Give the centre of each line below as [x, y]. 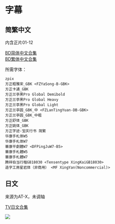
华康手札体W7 [16, 141]
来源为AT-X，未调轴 [25, 196]
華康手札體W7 [16, 157]
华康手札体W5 [16, 136]
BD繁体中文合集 [21, 59]
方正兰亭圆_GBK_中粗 [23, 115]
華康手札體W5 [16, 152]
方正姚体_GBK [17, 126]
